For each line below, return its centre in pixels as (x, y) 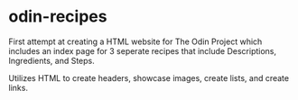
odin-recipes (58, 17)
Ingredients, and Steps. (52, 60)
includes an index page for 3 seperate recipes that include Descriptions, (143, 50)
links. (19, 87)
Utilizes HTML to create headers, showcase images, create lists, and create (149, 77)
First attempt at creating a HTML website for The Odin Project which (135, 41)
